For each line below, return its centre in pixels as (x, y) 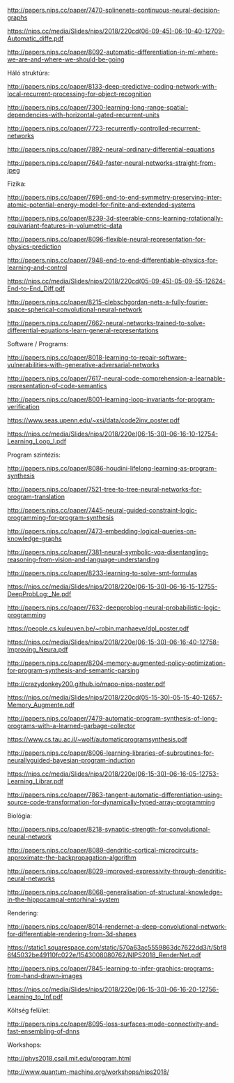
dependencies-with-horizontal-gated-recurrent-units (84, 115)
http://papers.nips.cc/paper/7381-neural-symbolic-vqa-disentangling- (108, 552)
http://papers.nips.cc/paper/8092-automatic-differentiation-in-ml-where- (113, 52)
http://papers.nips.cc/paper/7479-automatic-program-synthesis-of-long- (112, 718)
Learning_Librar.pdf (36, 781)
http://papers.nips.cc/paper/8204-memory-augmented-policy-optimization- (117, 663)
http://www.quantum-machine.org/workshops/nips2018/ (88, 1072)
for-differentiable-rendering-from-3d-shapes (72, 934)
